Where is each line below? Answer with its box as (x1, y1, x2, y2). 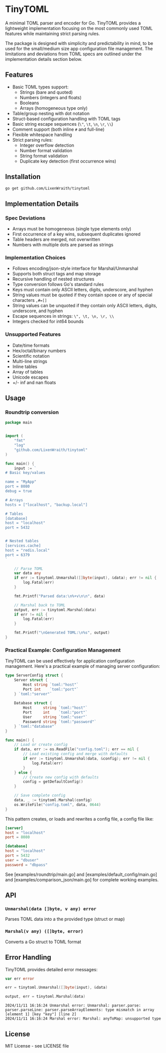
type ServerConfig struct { (5, 673, 64, 678)
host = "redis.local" (5, 548, 50, 553)
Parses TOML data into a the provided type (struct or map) (5, 916, 125, 922)
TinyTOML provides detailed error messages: (5, 966, 98, 972)
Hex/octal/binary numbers (12, 348, 66, 354)
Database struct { (14, 701, 52, 706)
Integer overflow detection (19, 142, 75, 148)
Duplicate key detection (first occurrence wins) (19, 158, 117, 164)
